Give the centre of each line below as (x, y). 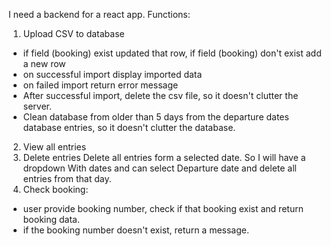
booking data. (51, 219)
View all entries (54, 147)
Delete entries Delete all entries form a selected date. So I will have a (164, 157)
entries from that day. (67, 178)
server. (37, 106)
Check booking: (55, 189)
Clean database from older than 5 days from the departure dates (156, 117)
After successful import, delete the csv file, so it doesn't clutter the (160, 95)
